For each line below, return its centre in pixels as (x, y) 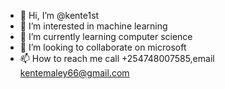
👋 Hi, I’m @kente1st (59, 15)
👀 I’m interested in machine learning (93, 26)
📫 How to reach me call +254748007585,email (117, 58)
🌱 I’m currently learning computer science (106, 36)
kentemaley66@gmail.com (74, 73)
